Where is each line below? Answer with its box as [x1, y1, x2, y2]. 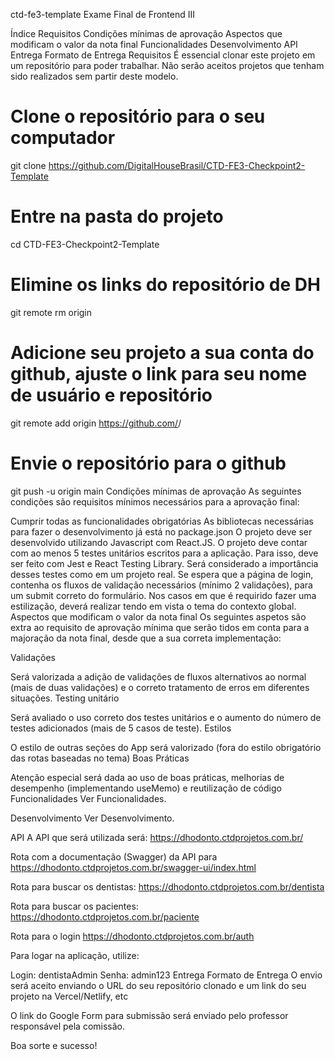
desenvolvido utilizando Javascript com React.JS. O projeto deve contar [10, 536, 308, 548]
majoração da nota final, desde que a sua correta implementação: [10, 632, 282, 644]
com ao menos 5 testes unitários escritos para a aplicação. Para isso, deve [10, 547, 319, 559]
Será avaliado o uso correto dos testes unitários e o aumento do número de [10, 711, 322, 723]
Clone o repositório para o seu [10, 105, 266, 128]
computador [10, 127, 116, 149]
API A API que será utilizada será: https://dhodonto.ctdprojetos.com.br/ [10, 831, 304, 843]
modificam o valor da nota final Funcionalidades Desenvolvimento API [10, 39, 298, 50]
